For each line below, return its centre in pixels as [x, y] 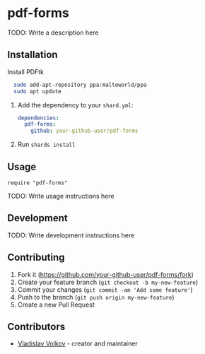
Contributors [36, 326]
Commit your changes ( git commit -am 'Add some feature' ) [105, 289]
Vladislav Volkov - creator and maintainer [77, 343]
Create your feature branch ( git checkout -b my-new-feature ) [108, 282]
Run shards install [46, 144]
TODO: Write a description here [53, 33]
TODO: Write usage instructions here [61, 196]
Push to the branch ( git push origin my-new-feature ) [96, 297]
